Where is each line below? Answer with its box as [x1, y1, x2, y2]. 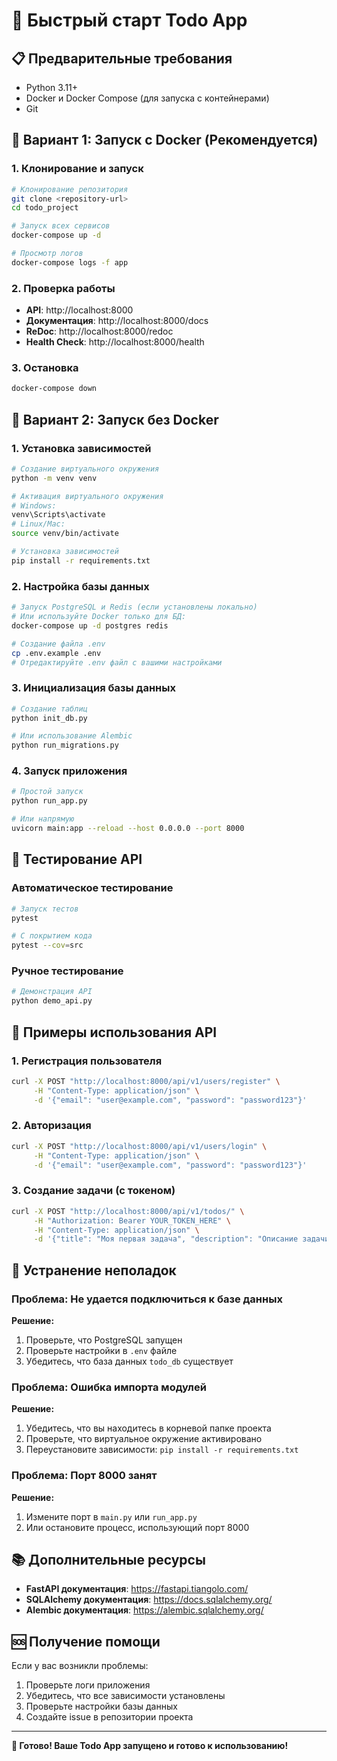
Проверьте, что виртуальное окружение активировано [25, 1433, 263, 1445]
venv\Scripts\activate [11, 510, 106, 520]
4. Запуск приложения [11, 764, 128, 778]
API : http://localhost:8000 [25, 304, 134, 316]
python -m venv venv [11, 473, 98, 483]
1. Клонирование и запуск [11, 162, 144, 176]
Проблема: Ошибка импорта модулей [11, 1380, 207, 1394]
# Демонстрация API [11, 987, 93, 997]
